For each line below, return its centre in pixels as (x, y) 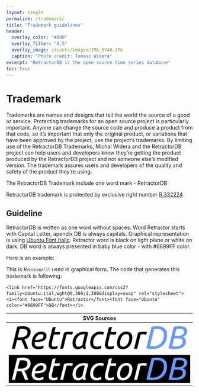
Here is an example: (31, 258)
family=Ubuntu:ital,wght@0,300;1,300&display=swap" (71, 294)
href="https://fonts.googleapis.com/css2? (75, 288)
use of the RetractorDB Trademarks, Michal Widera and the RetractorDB (94, 147)
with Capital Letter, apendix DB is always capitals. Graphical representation (98, 234)
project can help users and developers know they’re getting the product (94, 153)
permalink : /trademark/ (36, 19)
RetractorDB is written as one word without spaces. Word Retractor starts (96, 227)
